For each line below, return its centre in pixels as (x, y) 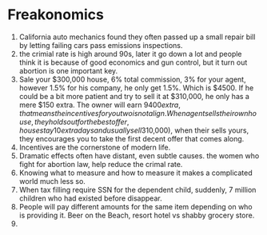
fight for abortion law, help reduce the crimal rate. (101, 164)
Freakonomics (56, 15)
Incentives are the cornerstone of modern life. (95, 147)
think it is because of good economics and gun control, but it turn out (133, 62)
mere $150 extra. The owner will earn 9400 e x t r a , (100, 105)
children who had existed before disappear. (90, 198)
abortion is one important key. (68, 70)
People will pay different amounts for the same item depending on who (135, 206)
